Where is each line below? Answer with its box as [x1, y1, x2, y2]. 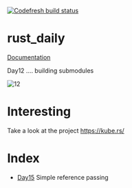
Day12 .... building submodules [7, 66, 94, 75]
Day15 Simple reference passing [16, 173, 109, 181]
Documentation [7, 53, 51, 61]
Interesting [7, 104, 71, 119]
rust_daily [7, 31, 65, 46]
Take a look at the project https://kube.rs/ [7, 126, 125, 134]
